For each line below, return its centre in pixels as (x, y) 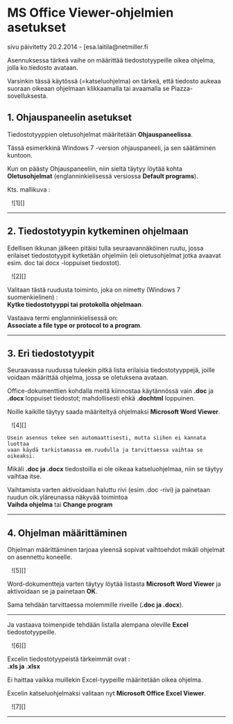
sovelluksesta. (28, 96)
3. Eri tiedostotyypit (51, 353)
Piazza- (182, 88)
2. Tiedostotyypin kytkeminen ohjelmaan (98, 231)
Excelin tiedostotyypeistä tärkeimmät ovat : (69, 659)
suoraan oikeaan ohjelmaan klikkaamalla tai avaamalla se (88, 88)
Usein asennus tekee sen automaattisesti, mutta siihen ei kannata (107, 438)
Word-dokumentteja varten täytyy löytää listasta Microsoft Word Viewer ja (114, 584)
